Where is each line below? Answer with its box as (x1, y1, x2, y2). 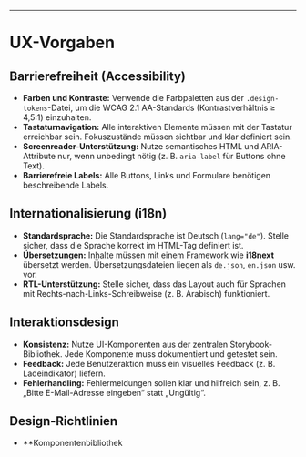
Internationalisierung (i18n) (9, 206, 168, 221)
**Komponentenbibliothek (22, 438, 123, 449)
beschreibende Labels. (22, 179, 109, 190)
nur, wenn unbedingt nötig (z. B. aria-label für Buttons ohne (57, 151, 286, 161)
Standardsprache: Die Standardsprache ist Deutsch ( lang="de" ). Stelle (22, 229, 290, 241)
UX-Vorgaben (9, 33, 116, 53)
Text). (22, 160, 46, 171)
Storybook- (229, 339, 273, 350)
